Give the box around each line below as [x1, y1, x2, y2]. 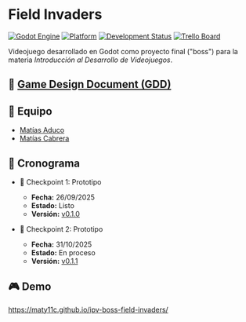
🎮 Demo [8, 280, 52, 294]
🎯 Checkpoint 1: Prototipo [19, 177, 102, 186]
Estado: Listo [31, 200, 74, 210]
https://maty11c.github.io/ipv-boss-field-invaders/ [8, 305, 168, 314]
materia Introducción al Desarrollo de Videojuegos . [8, 55, 173, 64]
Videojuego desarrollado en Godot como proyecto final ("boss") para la [8, 46, 239, 56]
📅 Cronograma [8, 156, 81, 170]
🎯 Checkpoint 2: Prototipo [19, 224, 103, 233]
